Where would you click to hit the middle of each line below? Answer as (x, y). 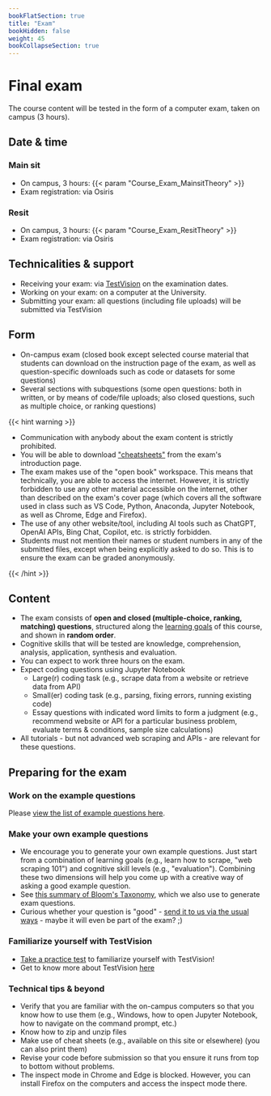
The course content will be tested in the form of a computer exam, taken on (134, 108)
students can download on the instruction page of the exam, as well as (138, 363)
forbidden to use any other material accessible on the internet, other (134, 489)
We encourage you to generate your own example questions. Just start (138, 852)
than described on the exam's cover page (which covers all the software (141, 497)
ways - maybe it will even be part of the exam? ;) (102, 920)
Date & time (38, 142)
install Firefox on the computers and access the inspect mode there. (133, 1084)
